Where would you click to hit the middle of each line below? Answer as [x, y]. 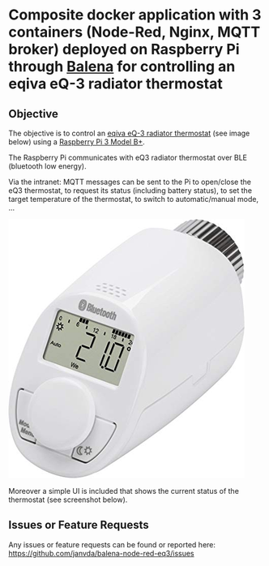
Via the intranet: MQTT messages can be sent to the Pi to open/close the [130, 182]
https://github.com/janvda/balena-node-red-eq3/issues [101, 553]
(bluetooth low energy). [47, 166]
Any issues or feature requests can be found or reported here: [112, 544]
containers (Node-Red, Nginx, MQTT [134, 32]
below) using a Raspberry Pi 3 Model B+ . [77, 142]
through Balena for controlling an [122, 67]
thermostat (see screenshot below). [68, 500]
